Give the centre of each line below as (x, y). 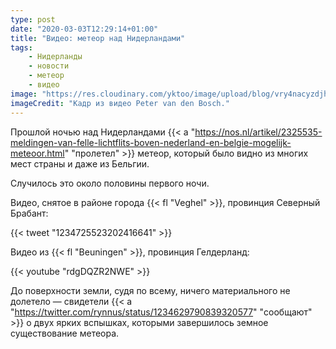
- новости (49, 66)
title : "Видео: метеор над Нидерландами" (98, 38)
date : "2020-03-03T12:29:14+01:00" (84, 29)
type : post (33, 19)
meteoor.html (37, 153)
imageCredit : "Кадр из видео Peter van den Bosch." (120, 103)
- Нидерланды (55, 57)
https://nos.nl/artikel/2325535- (258, 132)
